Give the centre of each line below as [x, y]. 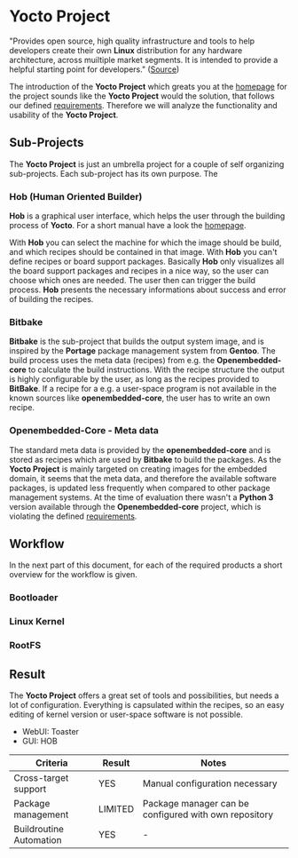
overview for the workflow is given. [73, 575]
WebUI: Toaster [51, 732]
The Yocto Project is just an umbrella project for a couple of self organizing [147, 164]
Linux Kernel [37, 622]
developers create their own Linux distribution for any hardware [126, 50]
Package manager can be [196, 804]
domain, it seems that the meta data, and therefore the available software [143, 478]
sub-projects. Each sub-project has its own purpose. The [114, 173]
